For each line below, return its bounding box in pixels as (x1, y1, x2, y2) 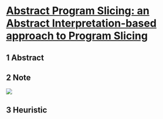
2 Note (6, 72, 31, 82)
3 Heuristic (6, 105, 47, 115)
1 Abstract (6, 52, 44, 62)
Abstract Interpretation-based (6, 16, 157, 30)
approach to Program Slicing (6, 29, 148, 42)
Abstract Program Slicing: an (6, 4, 150, 18)
